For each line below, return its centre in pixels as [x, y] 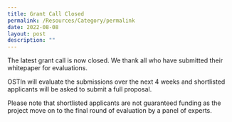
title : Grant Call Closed [46, 14]
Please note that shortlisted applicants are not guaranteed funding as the [114, 103]
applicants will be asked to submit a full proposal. [80, 89]
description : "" [31, 40]
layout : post [27, 34]
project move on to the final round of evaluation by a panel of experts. [110, 111]
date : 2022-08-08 [33, 27]
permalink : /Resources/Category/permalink [71, 21]
